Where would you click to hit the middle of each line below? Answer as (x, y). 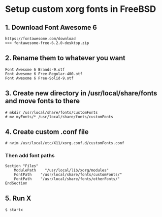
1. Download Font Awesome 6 (51, 27)
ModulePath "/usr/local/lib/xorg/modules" (62, 170)
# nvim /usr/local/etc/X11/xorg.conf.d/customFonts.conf (65, 143)
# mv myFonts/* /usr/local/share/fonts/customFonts (59, 117)
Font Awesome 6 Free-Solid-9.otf (39, 78)
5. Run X (18, 198)
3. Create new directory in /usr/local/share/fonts (81, 93)
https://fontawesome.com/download (41, 39)
